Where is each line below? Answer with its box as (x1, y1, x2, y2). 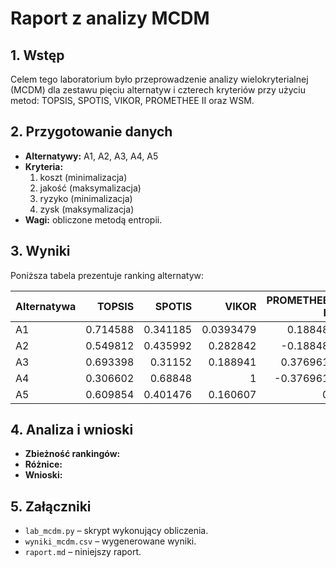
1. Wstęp (10, 47, 65, 64)
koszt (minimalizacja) (39, 171, 128, 183)
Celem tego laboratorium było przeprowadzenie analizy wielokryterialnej (10, 73, 309, 85)
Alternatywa (15, 299, 77, 313)
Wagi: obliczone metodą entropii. (24, 213, 163, 226)
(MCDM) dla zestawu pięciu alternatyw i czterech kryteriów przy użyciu (10, 84, 307, 96)
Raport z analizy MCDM (10, 7, 210, 30)
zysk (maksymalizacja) (39, 203, 135, 215)
